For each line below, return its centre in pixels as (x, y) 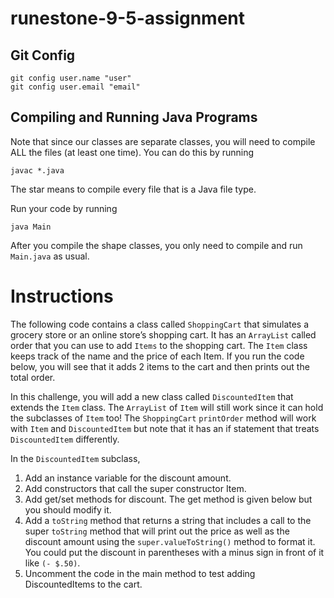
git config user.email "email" (75, 87)
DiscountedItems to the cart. (83, 584)
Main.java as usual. (50, 256)
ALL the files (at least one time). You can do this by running (132, 152)
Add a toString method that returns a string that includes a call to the (168, 520)
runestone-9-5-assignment (128, 18)
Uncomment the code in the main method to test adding (140, 573)
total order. (33, 377)
